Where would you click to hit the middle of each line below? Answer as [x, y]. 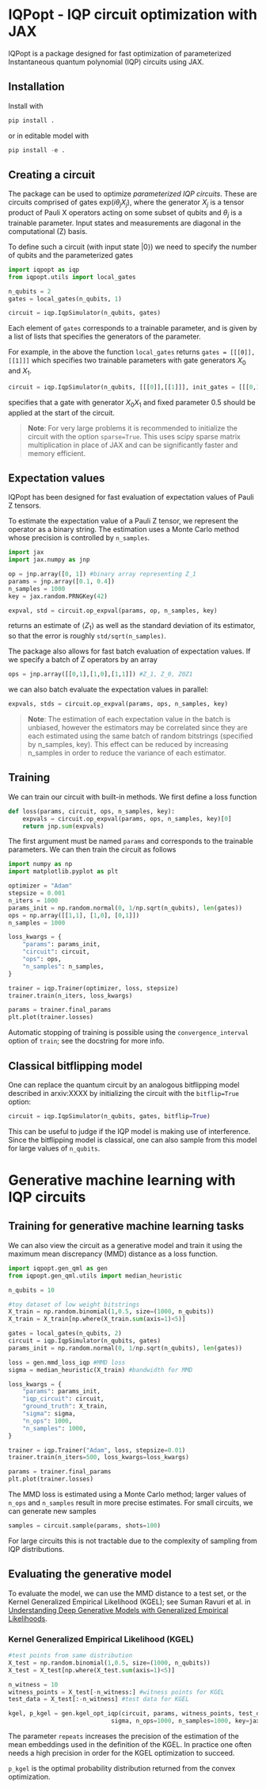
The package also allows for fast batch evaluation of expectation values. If [129, 651]
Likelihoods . [28, 1619]
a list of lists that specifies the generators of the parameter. [105, 337]
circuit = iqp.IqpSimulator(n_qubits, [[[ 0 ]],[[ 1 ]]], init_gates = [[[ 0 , [133, 387]
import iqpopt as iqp [44, 270]
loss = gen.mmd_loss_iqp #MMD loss [67, 1362]
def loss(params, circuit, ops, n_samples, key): [92, 811]
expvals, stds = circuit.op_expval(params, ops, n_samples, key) [118, 704]
